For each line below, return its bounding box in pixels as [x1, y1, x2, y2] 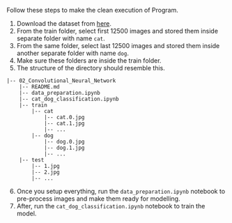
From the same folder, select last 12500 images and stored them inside [16, 42, 220, 49]
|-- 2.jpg [31, 169, 60, 176]
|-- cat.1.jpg [43, 120, 85, 127]
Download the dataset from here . [16, 20, 112, 27]
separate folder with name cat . [16, 34, 105, 43]
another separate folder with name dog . [16, 49, 130, 57]
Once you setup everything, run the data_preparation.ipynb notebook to [16, 187, 226, 195]
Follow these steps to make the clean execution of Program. [6, 6, 179, 14]
